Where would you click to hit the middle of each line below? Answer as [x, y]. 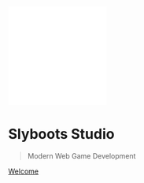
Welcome [24, 171]
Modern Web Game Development [81, 155]
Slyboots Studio [61, 134]
